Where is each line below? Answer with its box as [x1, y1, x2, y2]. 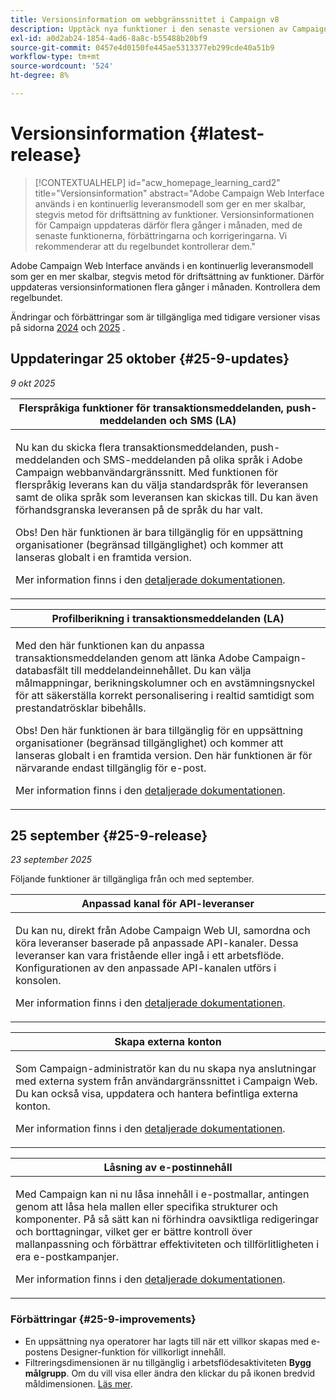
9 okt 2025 [10, 377, 56, 389]
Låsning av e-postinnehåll [103, 1161, 233, 1175]
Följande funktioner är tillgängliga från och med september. [10, 873, 255, 885]
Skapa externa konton [114, 1035, 222, 1049]
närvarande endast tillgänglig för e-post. [15, 761, 207, 775]
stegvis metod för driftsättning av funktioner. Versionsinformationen [34, 208, 315, 220]
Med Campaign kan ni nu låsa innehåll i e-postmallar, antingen [15, 1187, 310, 1201]
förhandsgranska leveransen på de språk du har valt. [15, 502, 263, 516]
